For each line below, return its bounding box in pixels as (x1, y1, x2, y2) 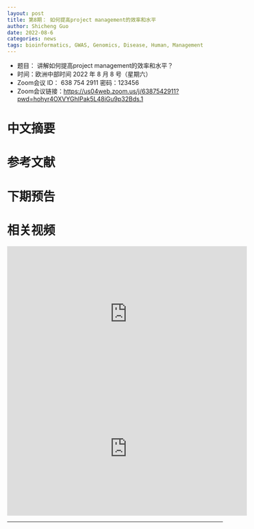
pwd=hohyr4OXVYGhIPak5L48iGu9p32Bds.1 (16, 95, 144, 103)
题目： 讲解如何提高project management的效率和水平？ (16, 62, 174, 69)
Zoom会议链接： (16, 87, 64, 95)
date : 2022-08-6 (7, 29, 53, 36)
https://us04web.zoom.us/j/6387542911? (63, 87, 179, 95)
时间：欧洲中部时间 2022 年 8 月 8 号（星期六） (16, 70, 152, 78)
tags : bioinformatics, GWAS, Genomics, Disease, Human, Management (7, 42, 204, 49)
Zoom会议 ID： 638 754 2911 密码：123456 (16, 79, 139, 86)
